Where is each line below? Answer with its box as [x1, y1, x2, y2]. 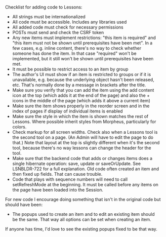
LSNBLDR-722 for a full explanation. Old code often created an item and [12, 166, 159, 172]
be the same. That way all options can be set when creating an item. [12, 217, 152, 222]
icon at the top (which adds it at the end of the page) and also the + [12, 92, 150, 98]
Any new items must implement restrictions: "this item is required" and [12, 35, 156, 40]
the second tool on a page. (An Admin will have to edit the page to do [12, 134, 154, 140]
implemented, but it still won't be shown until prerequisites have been [12, 56, 154, 61]
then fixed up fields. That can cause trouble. [12, 171, 103, 177]
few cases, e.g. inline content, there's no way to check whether [12, 45, 142, 51]
